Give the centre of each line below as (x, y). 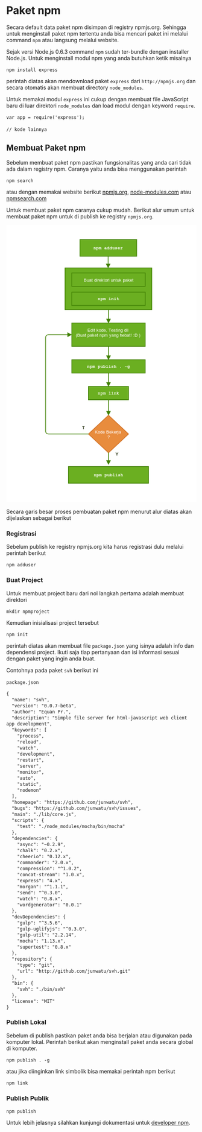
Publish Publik (28, 1098)
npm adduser (21, 565)
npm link (17, 1083)
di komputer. (22, 1048)
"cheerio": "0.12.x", (44, 856)
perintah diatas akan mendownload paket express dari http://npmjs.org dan (101, 81)
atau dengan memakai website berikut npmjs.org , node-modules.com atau (99, 192)
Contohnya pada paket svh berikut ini (52, 670)
